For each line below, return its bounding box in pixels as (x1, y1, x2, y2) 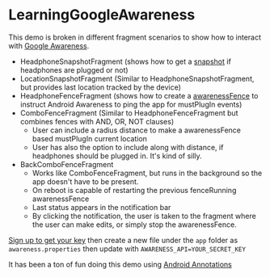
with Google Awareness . (8, 40, 90, 50)
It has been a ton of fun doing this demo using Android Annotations (8, 259, 232, 269)
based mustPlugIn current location (32, 133, 148, 143)
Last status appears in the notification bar (32, 202, 171, 212)
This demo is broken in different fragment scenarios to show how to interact (8, 32, 261, 42)
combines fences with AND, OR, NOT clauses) (19, 116, 175, 126)
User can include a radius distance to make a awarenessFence (32, 125, 241, 135)
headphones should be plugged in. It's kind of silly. (32, 151, 202, 161)
